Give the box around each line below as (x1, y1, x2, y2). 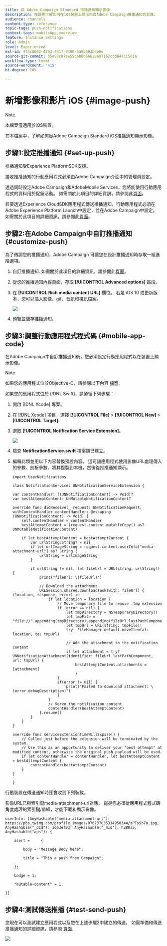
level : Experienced (5, 44, 46, 49)
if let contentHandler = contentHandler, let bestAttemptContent (21, 754, 161, 759)
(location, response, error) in (12, 592, 80, 598)
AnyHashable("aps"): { (5, 829, 52, 835)
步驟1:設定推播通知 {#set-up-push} (5, 149, 115, 157)
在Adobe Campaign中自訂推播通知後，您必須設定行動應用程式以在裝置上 (5, 354, 155, 360)
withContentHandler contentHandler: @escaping (12, 509, 111, 514)
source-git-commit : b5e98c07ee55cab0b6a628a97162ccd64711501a (5, 53, 137, 59)
